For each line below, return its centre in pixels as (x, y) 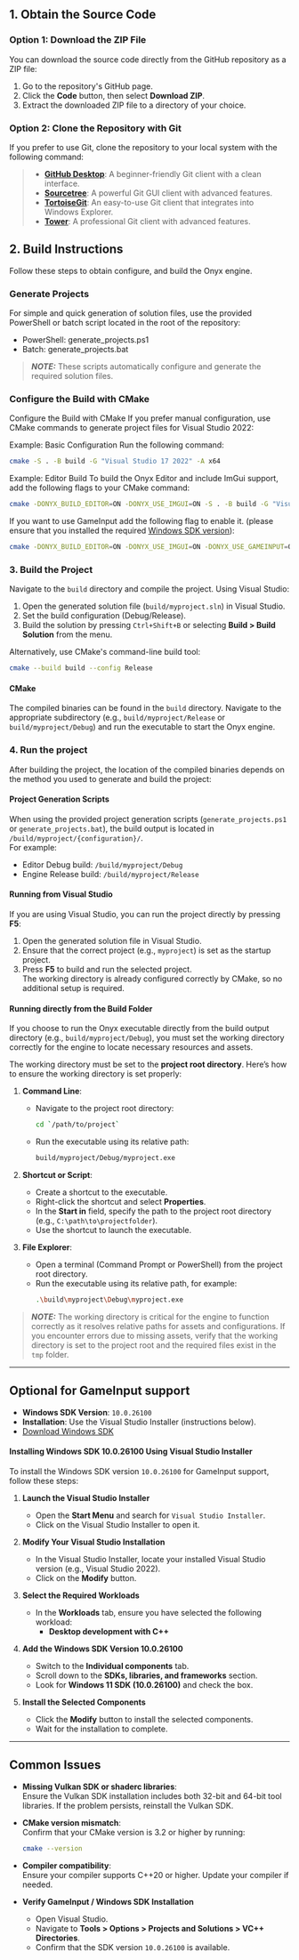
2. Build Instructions (66, 250)
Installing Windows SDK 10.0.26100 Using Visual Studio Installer (131, 1452)
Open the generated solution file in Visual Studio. (112, 941)
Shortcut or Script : (57, 1175)
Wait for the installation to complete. (101, 1729)
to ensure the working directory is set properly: (96, 1074)
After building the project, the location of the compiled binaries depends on (147, 770)
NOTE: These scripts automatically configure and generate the (146, 367)
